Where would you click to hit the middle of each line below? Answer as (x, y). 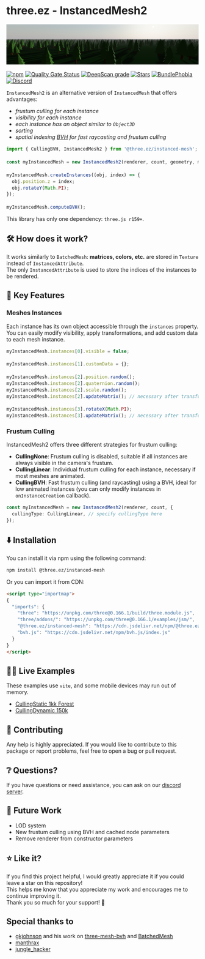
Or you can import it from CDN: (45, 581)
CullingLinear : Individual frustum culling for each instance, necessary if (106, 469)
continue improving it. (34, 896)
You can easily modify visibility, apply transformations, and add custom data (102, 333)
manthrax (27, 942)
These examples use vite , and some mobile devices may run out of (91, 685)
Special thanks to (40, 921)
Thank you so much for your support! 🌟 (56, 902)
